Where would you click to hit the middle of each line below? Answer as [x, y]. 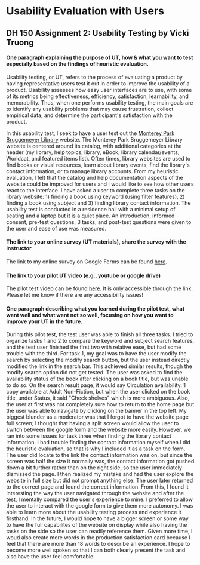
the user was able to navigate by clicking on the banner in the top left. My [96, 411]
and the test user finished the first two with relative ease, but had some [94, 347]
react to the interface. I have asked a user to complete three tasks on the [96, 190]
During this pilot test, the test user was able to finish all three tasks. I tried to [100, 334]
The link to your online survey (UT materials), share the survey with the [96, 242]
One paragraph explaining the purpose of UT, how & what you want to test [100, 57]
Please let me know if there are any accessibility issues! [75, 295]
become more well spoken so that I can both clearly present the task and [96, 550]
